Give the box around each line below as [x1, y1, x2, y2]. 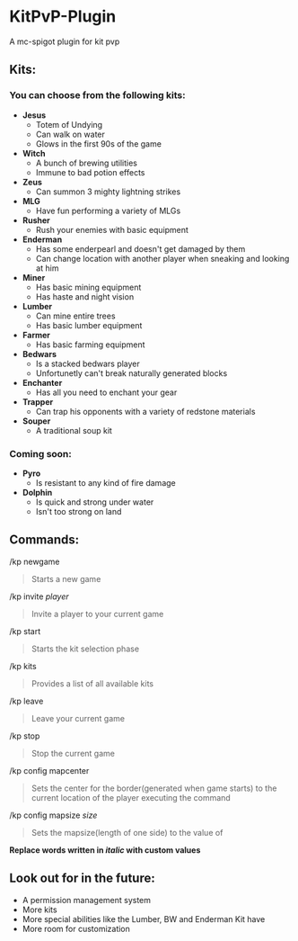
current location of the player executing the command [31, 792, 231, 802]
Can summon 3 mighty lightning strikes [35, 186, 181, 197]
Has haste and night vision [35, 291, 135, 302]
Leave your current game [31, 712, 126, 723]
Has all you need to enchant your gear [35, 387, 178, 398]
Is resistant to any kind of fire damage [35, 477, 177, 488]
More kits [22, 904, 57, 915]
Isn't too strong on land [35, 506, 122, 516]
